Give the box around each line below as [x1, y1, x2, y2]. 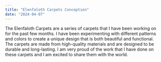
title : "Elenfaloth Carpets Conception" [5, 7, 90, 12]
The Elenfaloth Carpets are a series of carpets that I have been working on [5, 25, 157, 31]
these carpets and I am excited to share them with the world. [5, 51, 128, 57]
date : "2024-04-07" [5, 12, 45, 17]
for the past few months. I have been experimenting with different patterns [5, 31, 157, 36]
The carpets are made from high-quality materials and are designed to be [5, 41, 154, 47]
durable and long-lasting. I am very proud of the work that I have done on [5, 46, 154, 52]
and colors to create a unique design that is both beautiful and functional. [5, 35, 154, 42]
